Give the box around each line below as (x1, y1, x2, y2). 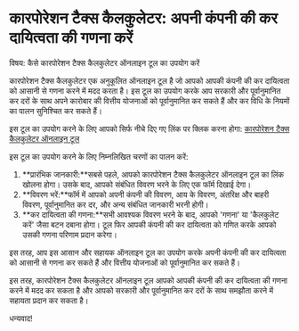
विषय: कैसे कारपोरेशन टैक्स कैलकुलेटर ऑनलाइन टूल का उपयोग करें (9, 57, 200, 68)
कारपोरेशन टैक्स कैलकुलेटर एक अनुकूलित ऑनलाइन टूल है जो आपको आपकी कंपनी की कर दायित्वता (9, 75, 290, 86)
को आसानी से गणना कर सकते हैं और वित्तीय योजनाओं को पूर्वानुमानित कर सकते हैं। (9, 257, 240, 268)
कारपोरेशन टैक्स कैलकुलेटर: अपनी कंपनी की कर (9, 8, 279, 29)
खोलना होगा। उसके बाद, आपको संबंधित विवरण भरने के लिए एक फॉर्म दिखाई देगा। (21, 178, 252, 190)
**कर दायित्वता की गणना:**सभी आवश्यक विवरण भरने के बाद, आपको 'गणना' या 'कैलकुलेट (21, 209, 279, 219)
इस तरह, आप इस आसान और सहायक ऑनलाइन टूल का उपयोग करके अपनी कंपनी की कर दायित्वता (9, 247, 287, 258)
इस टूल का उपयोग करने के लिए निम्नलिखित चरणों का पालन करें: (9, 151, 189, 161)
